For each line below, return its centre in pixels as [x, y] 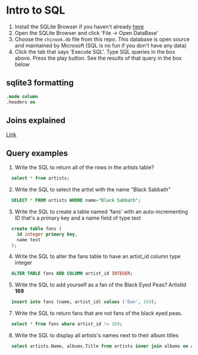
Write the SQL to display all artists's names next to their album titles [96, 335]
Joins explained [36, 120]
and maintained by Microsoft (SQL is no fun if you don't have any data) [100, 45]
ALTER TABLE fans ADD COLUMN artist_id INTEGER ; [72, 273]
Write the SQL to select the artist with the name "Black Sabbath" [93, 189]
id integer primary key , [47, 234]
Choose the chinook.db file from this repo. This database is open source [102, 39]
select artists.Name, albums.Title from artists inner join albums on [100, 346]
